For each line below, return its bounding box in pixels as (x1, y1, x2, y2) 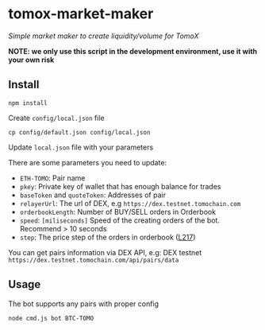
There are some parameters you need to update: (8, 157, 167, 167)
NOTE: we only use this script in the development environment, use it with (8, 46, 258, 56)
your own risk (8, 55, 55, 64)
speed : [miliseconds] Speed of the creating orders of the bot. (19, 215, 221, 225)
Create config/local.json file (8, 113, 105, 122)
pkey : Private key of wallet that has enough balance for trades (19, 181, 221, 191)
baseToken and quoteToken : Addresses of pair (19, 190, 167, 200)
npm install (8, 99, 48, 107)
